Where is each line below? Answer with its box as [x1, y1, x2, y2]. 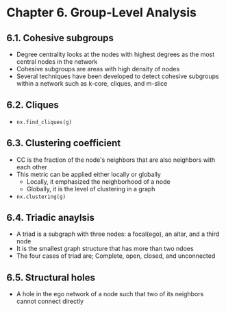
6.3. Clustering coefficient [6, 137, 121, 149]
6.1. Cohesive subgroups [6, 32, 114, 44]
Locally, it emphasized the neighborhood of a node [26, 177, 171, 186]
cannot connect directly [16, 297, 84, 306]
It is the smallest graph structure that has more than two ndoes [16, 245, 194, 253]
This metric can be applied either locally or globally [16, 170, 162, 178]
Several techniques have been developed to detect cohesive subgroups [16, 72, 220, 80]
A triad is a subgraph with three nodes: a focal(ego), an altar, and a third [16, 230, 220, 238]
